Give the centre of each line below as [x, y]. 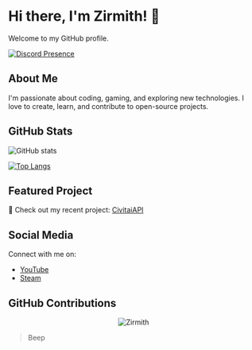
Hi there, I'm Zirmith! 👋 [84, 16]
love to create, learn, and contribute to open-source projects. [109, 106]
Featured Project [50, 191]
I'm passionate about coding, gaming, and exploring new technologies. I [126, 98]
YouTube [34, 270]
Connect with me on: [43, 255]
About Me [33, 79]
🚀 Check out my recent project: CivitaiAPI [76, 210]
